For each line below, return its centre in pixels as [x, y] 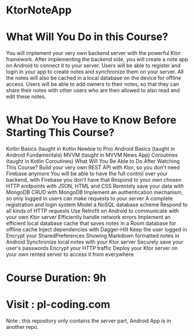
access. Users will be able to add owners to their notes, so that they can [93, 84]
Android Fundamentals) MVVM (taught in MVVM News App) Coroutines [92, 155]
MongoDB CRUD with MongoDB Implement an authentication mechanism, [95, 192]
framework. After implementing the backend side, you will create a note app [97, 60]
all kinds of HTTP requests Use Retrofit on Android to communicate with [93, 211]
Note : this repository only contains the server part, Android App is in [89, 321]
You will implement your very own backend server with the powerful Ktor [94, 53]
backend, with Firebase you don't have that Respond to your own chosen [94, 180]
